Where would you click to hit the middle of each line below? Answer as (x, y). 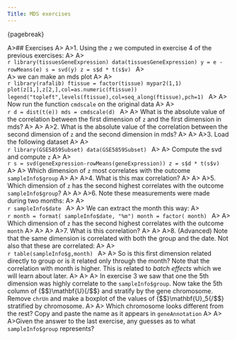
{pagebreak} (26, 34)
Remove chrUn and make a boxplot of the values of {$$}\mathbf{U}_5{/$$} (116, 298)
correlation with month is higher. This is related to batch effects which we (114, 268)
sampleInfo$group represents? (51, 328)
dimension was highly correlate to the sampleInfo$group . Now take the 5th (115, 283)
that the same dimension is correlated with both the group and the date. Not (118, 238)
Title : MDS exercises (39, 14)
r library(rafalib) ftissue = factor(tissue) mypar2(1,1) (94, 83)
